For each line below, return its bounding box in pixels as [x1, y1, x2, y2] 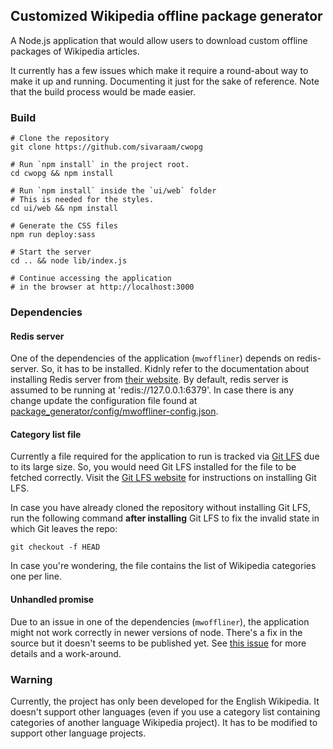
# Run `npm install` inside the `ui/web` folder [10, 186, 217, 196]
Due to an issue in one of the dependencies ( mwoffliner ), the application [10, 615, 310, 628]
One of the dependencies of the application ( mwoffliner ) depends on [10, 352, 295, 364]
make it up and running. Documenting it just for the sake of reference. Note [10, 75, 320, 87]
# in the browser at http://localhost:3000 [10, 282, 195, 293]
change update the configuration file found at [10, 395, 198, 407]
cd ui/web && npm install [10, 204, 118, 214]
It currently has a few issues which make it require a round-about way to [10, 64, 309, 76]
